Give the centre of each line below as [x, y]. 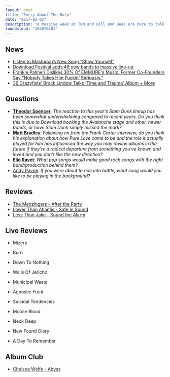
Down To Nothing [31, 262]
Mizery [20, 243]
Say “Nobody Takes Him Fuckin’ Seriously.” [58, 78]
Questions [22, 99]
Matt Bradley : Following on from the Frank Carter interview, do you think [89, 133]
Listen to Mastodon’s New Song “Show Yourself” [63, 61]
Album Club [24, 357]
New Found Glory [31, 331]
